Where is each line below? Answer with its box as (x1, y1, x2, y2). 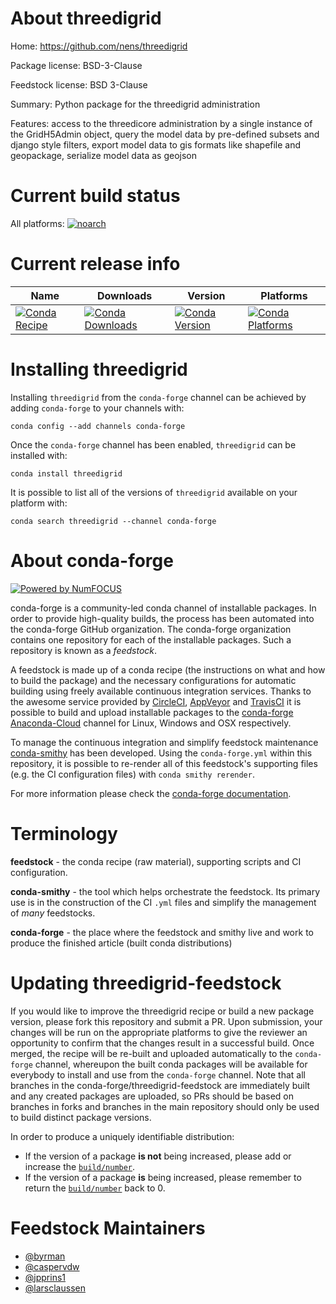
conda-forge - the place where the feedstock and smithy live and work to (10, 926, 314, 938)
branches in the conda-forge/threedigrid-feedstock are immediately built (10, 1079, 311, 1091)
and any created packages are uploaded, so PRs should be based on (10, 1090, 294, 1102)
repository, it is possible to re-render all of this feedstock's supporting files (10, 757, 318, 769)
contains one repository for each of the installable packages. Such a (10, 633, 292, 646)
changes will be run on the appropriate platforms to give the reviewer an (10, 1026, 308, 1038)
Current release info (10, 253, 181, 276)
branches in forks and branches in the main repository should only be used (10, 1100, 320, 1112)
